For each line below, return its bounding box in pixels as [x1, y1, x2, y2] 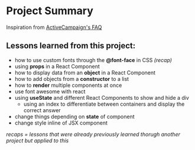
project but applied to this [6, 137, 69, 144]
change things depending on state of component [14, 113, 135, 120]
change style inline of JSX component [14, 119, 108, 126]
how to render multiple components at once [14, 81, 122, 89]
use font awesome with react [14, 87, 86, 95]
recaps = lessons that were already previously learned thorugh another [6, 131, 180, 138]
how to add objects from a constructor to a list [14, 75, 129, 82]
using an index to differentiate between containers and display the [23, 100, 185, 107]
